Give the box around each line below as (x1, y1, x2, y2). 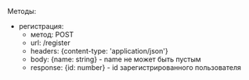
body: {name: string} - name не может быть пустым (30, 54, 201, 64)
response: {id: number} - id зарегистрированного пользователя (30, 63, 242, 72)
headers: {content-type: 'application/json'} (30, 47, 169, 55)
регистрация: (18, 22, 64, 30)
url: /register (30, 38, 71, 47)
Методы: (7, 7, 37, 16)
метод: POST (30, 30, 74, 39)
